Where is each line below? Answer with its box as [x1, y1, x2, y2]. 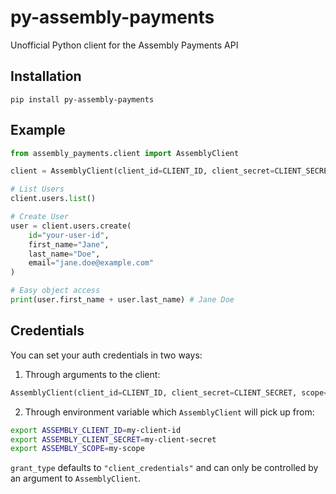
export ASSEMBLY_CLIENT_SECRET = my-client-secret [10, 434, 217, 445]
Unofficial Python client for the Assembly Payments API [10, 39, 239, 51]
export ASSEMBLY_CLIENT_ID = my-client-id [10, 425, 182, 435]
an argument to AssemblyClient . [10, 472, 142, 485]
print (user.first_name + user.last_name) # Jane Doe [10, 295, 235, 305]
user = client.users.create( [10, 221, 132, 231]
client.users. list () [10, 194, 97, 204]
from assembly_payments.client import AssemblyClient [10, 148, 240, 158]
